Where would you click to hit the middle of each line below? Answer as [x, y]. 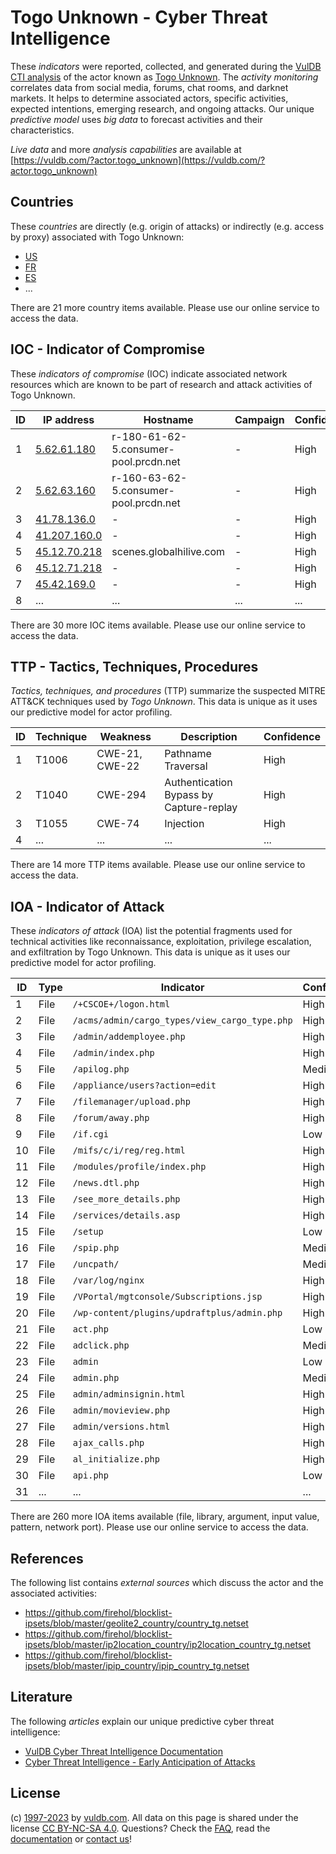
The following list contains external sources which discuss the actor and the [167, 1582]
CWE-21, [119, 754]
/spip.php [96, 1248]
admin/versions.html [121, 1427]
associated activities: [54, 1593]
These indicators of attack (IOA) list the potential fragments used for [151, 931]
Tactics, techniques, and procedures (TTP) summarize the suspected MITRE [168, 691]
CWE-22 [118, 766]
